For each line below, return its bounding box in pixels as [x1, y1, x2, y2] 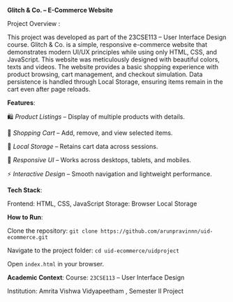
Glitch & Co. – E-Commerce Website [7, 6, 113, 14]
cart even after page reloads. [7, 85, 91, 93]
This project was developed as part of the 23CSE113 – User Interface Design [7, 33, 227, 41]
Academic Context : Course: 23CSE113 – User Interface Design [7, 273, 185, 282]
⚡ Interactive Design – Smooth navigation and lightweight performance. [7, 170, 213, 178]
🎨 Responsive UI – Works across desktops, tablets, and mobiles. [7, 156, 192, 164]
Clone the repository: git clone [7, 226, 98, 235]
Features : [7, 99, 36, 107]
